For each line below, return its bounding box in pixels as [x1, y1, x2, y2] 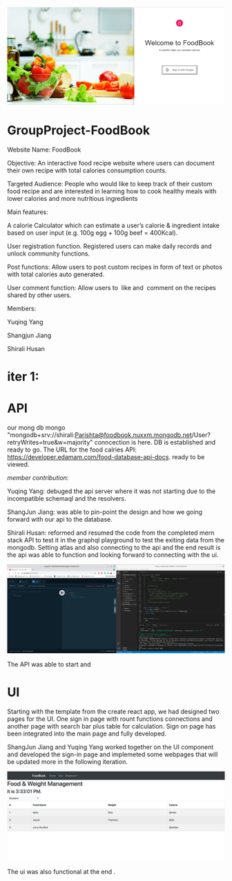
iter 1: [7, 368, 39, 384]
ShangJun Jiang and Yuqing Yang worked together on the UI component [7, 743, 214, 751]
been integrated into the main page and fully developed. [7, 729, 167, 738]
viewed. [7, 460, 30, 468]
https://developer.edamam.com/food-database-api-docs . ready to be [7, 452, 205, 461]
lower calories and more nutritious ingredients [7, 194, 138, 202]
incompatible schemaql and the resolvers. [7, 494, 126, 502]
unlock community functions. [7, 249, 90, 258]
